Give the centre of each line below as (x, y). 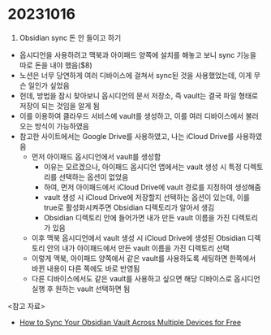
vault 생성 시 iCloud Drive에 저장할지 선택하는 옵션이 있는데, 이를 (147, 197)
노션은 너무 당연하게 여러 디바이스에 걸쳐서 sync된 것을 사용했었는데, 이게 (135, 75)
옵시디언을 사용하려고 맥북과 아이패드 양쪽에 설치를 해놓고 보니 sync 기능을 (138, 54)
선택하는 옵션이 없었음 (94, 176)
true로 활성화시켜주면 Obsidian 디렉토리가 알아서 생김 (129, 207)
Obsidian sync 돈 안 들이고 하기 (70, 37)
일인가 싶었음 (49, 85)
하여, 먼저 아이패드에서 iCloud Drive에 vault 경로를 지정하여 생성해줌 (152, 187)
